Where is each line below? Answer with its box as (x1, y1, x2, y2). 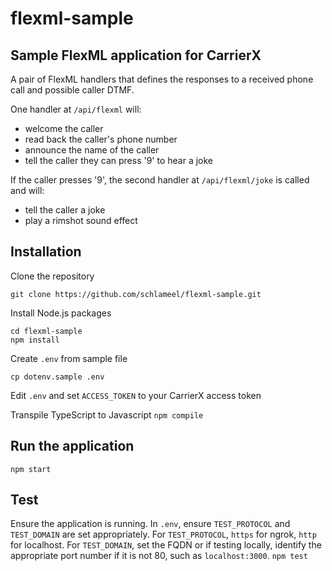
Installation (10, 243, 82, 261)
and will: (10, 185, 45, 196)
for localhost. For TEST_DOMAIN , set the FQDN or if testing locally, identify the (10, 539, 322, 551)
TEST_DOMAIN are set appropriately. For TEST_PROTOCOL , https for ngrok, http (10, 528, 317, 541)
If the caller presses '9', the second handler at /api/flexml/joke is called (10, 174, 310, 186)
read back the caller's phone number (24, 133, 178, 145)
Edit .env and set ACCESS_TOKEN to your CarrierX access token (10, 389, 262, 401)
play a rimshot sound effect (24, 215, 138, 226)
